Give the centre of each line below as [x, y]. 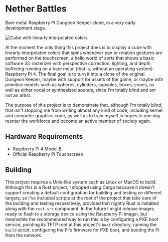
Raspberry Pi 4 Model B [37, 149]
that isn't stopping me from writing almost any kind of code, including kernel [84, 110]
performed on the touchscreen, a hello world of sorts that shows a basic [80, 58]
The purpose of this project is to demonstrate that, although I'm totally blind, [84, 105]
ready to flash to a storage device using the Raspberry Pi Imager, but [76, 214]
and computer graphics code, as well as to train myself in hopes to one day [83, 115]
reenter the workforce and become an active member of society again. [78, 121]
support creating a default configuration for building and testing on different [83, 192]
